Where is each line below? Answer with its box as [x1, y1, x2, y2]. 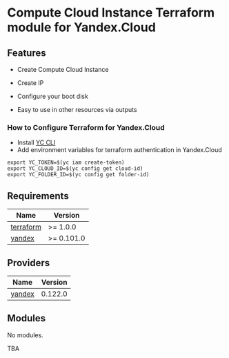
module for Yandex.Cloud [7, 19, 157, 35]
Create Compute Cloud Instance [17, 66, 109, 73]
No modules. [7, 330, 43, 339]
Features [7, 47, 46, 59]
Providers [7, 257, 50, 269]
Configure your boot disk [17, 92, 88, 100]
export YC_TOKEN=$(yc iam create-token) [7, 159, 126, 167]
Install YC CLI [17, 138, 56, 147]
